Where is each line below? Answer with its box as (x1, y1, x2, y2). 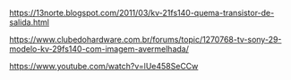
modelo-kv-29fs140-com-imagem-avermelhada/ (9, 44, 190, 54)
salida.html (9, 17, 50, 28)
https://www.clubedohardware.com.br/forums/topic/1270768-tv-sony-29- (9, 35, 282, 44)
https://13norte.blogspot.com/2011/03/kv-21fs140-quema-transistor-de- (9, 8, 275, 18)
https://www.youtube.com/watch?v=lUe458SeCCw (9, 61, 199, 71)
